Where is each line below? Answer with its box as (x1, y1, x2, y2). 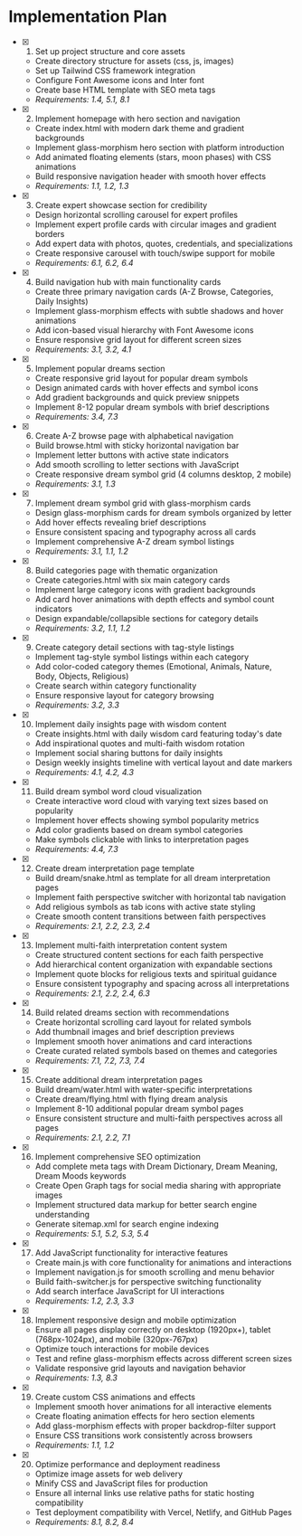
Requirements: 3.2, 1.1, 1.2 (34, 622, 131, 633)
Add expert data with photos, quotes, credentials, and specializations (34, 238, 293, 249)
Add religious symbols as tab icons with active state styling (34, 901, 256, 912)
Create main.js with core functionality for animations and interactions (34, 1256, 292, 1267)
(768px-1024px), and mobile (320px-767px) (34, 1333, 198, 1344)
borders (34, 228, 65, 239)
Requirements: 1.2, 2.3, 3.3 (34, 1295, 135, 1306)
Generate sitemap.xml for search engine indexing (34, 1218, 219, 1229)
